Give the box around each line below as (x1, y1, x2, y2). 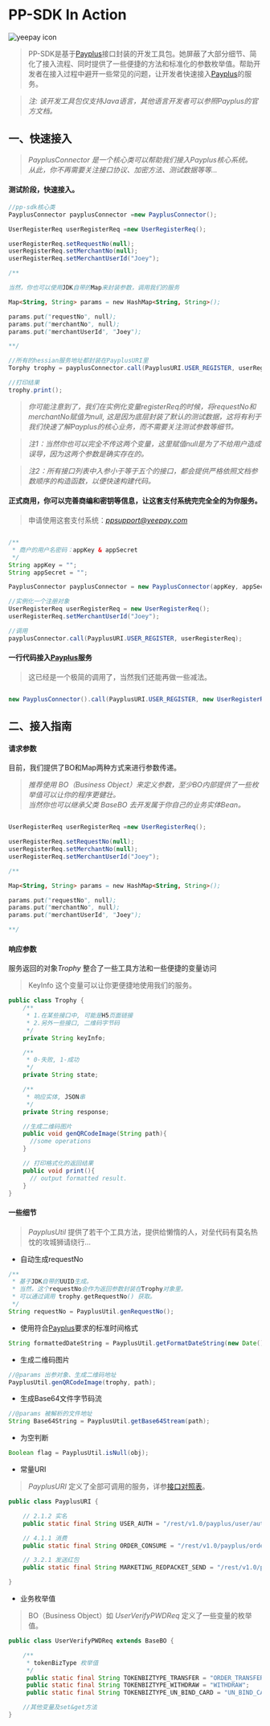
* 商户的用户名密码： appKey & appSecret (11, 545, 138, 554)
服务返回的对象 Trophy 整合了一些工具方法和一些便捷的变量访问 (8, 964, 217, 973)
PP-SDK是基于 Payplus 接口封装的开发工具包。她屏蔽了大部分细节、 (27, 48, 251, 58)
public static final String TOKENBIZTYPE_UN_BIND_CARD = (26, 1689, 221, 1697)
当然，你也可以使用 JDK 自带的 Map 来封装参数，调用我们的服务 (8, 284, 180, 292)
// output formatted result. (29, 1174, 128, 1182)
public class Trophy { (8, 997, 84, 1005)
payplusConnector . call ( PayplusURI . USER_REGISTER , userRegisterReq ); (8, 634, 243, 643)
